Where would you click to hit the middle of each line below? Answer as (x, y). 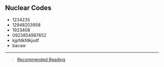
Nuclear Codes (28, 8)
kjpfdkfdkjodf (26, 40)
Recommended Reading (41, 59)
